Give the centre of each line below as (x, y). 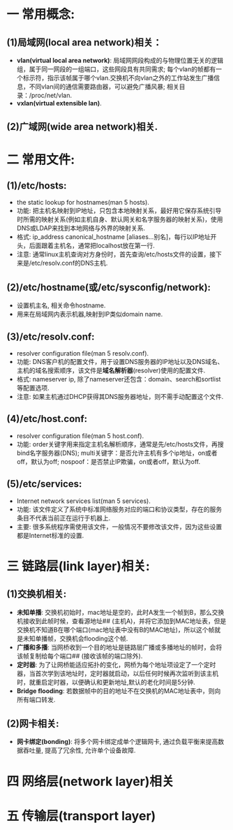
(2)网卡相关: (33, 724)
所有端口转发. (36, 699)
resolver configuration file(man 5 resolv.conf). (83, 354)
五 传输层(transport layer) (81, 816)
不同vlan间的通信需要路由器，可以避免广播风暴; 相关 (104, 87)
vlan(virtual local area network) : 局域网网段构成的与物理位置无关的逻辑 (120, 60)
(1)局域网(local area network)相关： (84, 42)
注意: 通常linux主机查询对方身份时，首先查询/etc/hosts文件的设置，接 (116, 254)
